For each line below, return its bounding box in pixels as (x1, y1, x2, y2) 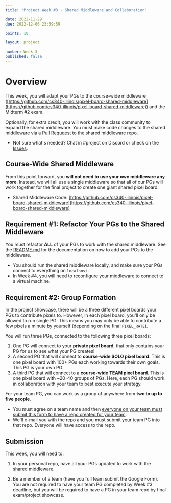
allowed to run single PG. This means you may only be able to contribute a (5, 318, 162, 324)
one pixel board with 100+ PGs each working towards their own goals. (12, 359, 160, 365)
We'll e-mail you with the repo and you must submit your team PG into (12, 417, 160, 423)
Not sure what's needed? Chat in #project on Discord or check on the (12, 139, 159, 146)
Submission (5, 437, 44, 446)
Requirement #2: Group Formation (5, 293, 116, 302)
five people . (5, 396, 32, 402)
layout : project (5, 40, 40, 45)
